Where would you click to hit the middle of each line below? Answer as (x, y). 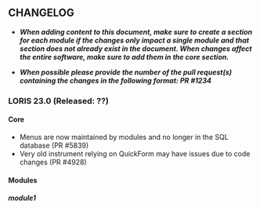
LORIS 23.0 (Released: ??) (59, 101)
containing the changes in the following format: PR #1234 (116, 80)
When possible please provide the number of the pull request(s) (126, 72)
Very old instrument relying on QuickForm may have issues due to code (135, 153)
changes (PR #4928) (53, 162)
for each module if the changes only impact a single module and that (134, 40)
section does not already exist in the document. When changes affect (135, 48)
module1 (22, 198)
